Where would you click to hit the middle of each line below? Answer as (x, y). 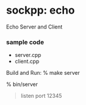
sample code (25, 42)
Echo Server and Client (34, 27)
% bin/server (22, 84)
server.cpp (28, 55)
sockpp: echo (41, 10)
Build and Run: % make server (43, 73)
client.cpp (27, 61)
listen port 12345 (41, 96)
